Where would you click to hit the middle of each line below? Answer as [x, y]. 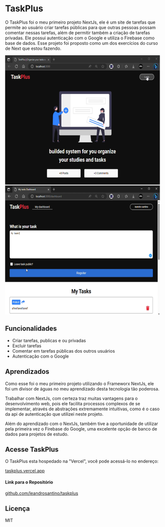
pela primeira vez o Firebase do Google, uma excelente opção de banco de [81, 428]
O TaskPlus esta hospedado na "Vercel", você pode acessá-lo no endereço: [82, 461]
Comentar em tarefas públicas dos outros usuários [64, 351]
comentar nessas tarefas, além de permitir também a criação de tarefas [78, 33]
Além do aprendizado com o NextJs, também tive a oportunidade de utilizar [82, 424]
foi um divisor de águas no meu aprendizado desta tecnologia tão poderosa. [82, 389]
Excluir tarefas [27, 346]
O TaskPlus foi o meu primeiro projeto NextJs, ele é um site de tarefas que [80, 22]
